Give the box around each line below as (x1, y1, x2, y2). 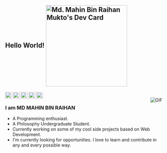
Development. (12, 131, 41, 137)
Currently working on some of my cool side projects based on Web (12, 126, 151, 132)
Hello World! (5, 41, 45, 50)
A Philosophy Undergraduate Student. (12, 121, 91, 127)
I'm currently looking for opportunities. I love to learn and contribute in (12, 137, 157, 143)
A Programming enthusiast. (12, 115, 69, 121)
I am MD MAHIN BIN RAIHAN (5, 104, 76, 111)
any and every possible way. (12, 142, 71, 148)
